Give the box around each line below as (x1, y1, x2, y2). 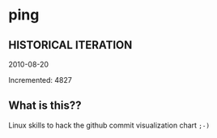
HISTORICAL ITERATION (8, 38, 133, 52)
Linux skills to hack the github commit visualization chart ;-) (8, 120, 211, 130)
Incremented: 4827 (8, 75, 73, 84)
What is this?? (8, 99, 82, 113)
